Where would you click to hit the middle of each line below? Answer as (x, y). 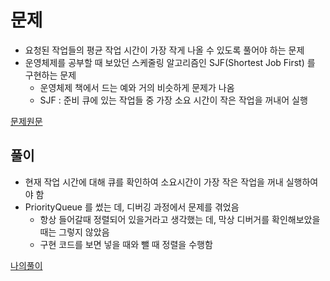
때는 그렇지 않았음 (74, 232)
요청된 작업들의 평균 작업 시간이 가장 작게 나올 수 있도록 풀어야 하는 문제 (164, 50)
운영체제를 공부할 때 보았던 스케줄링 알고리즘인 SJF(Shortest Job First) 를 (170, 62)
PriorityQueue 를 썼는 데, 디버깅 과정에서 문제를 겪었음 (132, 207)
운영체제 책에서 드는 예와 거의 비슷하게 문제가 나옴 (137, 87)
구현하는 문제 (50, 75)
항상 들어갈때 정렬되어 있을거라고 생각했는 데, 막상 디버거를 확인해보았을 (180, 219)
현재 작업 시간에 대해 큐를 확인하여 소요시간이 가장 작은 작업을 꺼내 (154, 182)
